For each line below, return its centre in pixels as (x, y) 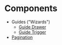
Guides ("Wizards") (31, 22)
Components (31, 8)
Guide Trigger (32, 32)
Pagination (22, 37)
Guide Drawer (32, 27)
